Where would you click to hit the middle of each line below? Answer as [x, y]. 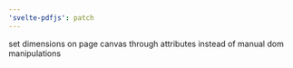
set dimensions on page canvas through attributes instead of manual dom [146, 44]
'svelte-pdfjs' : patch [51, 18]
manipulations [34, 53]
